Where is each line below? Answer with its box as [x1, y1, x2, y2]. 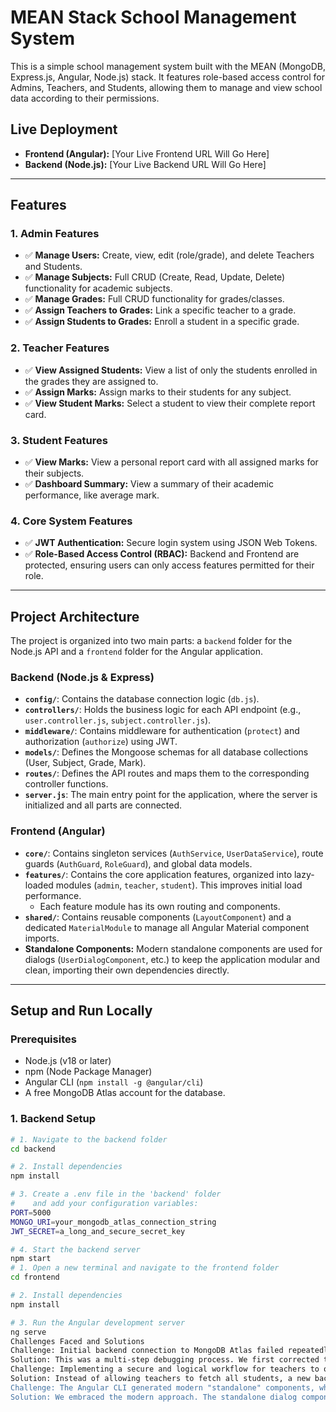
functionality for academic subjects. [24, 282, 173, 295]
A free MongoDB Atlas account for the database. [24, 1087, 226, 1099]
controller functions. [24, 778, 109, 790]
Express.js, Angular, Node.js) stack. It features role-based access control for [10, 71, 325, 83]
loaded [24, 879, 54, 891]
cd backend [10, 1144, 56, 1154]
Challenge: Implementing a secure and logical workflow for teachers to [10, 1364, 320, 1375]
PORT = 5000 [10, 1207, 52, 1218]
